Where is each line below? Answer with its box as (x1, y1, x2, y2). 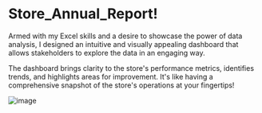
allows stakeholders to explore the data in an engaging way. (8, 48, 205, 57)
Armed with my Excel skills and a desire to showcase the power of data (8, 31, 243, 41)
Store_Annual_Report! (8, 5, 158, 23)
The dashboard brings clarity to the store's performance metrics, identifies (8, 63, 254, 72)
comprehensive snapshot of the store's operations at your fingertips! (8, 80, 235, 90)
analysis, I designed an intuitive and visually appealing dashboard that (8, 39, 239, 49)
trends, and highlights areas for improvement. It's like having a (8, 72, 213, 81)
